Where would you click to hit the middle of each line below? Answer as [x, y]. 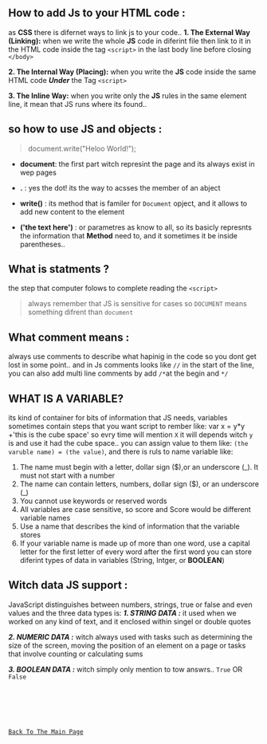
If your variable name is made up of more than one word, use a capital [135, 543]
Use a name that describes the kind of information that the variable [130, 526]
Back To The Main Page [46, 732]
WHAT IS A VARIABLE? [66, 398]
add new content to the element [72, 211]
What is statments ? [59, 269]
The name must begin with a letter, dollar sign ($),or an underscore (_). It [139, 467]
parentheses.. [42, 244]
